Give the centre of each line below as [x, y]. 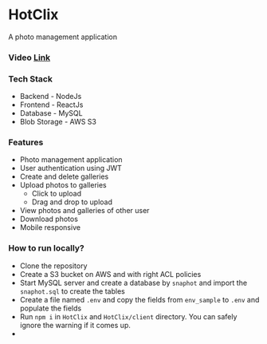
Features [26, 143]
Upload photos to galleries [63, 185]
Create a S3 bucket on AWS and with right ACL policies [110, 274]
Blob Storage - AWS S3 [58, 122]
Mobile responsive [50, 227]
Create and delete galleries [64, 176]
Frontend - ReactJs [51, 105]
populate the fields [51, 308]
